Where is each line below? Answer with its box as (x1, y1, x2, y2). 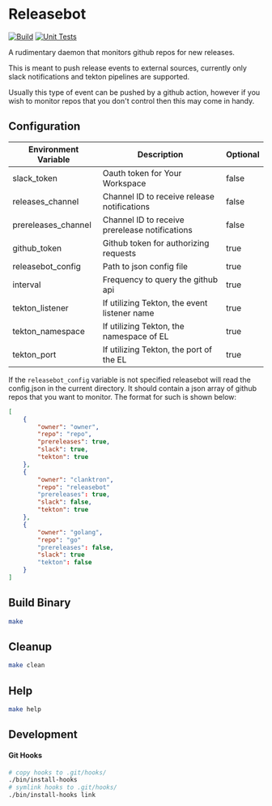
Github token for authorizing (102, 237, 210, 248)
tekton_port (12, 349, 57, 360)
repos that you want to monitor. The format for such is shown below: (8, 392, 237, 401)
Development (8, 727, 79, 742)
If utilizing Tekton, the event (102, 297, 208, 308)
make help (8, 705, 42, 714)
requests (102, 247, 136, 259)
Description (137, 148, 184, 160)
